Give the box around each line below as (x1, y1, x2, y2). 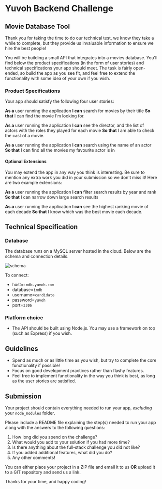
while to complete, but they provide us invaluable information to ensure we (5, 40, 154, 46)
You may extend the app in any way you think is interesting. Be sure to (5, 169, 145, 175)
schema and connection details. (5, 253, 69, 260)
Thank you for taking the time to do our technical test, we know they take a (5, 35, 154, 41)
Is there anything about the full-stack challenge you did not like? (12, 444, 140, 450)
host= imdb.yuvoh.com (12, 282, 54, 288)
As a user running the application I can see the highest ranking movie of (5, 203, 149, 209)
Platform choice (5, 314, 44, 321)
